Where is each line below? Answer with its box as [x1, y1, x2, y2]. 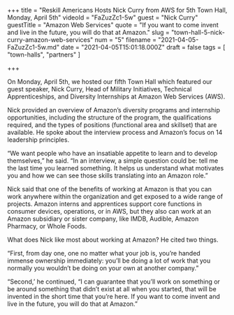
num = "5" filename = [94, 36, 157, 44]
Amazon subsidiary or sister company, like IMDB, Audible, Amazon [7, 214, 199, 223]
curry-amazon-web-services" [7, 36, 94, 44]
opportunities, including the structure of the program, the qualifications [7, 113, 212, 122]
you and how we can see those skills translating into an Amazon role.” [7, 171, 208, 180]
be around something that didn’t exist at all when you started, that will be [7, 285, 217, 293]
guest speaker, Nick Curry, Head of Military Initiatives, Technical [7, 85, 192, 93]
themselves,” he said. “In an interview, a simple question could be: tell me [7, 156, 219, 165]
